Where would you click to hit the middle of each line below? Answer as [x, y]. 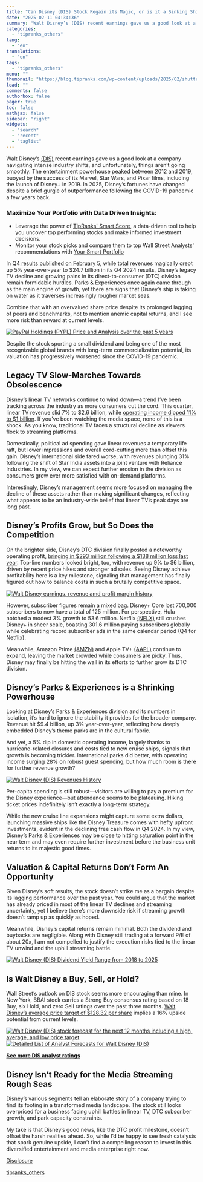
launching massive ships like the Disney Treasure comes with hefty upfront [100, 822]
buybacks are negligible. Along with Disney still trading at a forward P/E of [99, 935]
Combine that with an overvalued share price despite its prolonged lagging [99, 307]
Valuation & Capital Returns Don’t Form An [88, 867]
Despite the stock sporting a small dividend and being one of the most [94, 344]
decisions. [28, 239]
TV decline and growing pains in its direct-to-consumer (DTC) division [94, 277]
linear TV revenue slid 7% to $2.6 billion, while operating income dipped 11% [101, 412]
